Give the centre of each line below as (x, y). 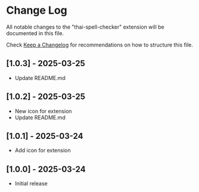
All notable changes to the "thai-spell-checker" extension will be (85, 27)
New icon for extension (43, 111)
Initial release (31, 184)
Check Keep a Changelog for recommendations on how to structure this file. (100, 45)
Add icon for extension (43, 150)
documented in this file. (35, 33)
